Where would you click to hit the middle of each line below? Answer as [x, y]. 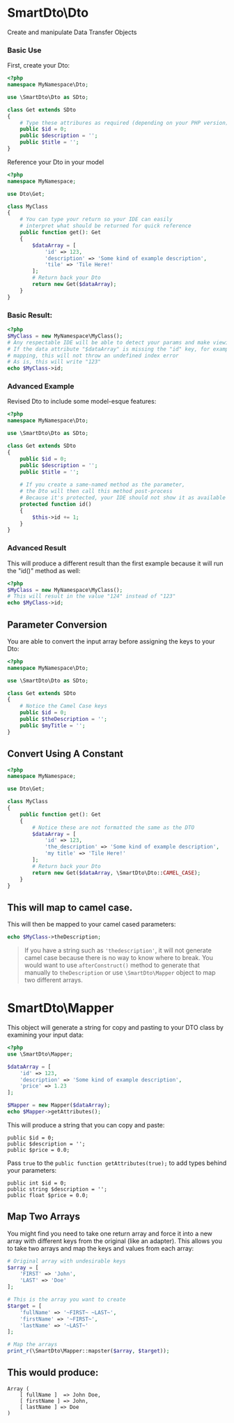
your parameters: [32, 1170]
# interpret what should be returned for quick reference [106, 226]
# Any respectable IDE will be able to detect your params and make [109, 342]
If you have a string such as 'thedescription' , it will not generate [118, 950]
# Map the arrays [32, 1345]
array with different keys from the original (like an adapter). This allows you [115, 1241]
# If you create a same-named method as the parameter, [103, 485]
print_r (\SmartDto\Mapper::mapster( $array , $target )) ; [88, 1351]
